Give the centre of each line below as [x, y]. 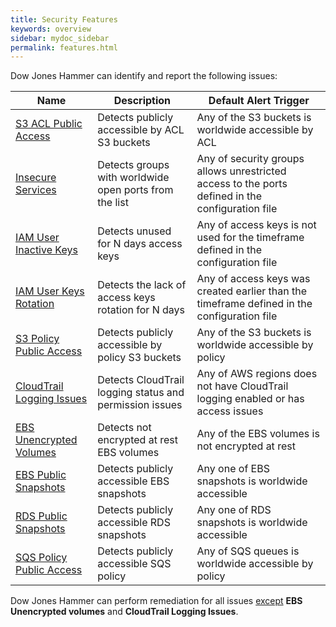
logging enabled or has [250, 399]
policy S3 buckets [139, 358]
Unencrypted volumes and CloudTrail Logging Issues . [124, 612]
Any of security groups [250, 159]
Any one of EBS [233, 469]
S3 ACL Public [49, 124]
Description [142, 101]
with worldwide [133, 178]
